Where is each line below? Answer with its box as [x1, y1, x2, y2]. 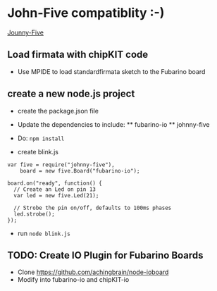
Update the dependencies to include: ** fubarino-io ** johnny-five [17, 120, 210, 128]
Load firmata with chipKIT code [7, 49, 149, 61]
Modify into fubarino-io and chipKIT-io [17, 275, 130, 284]
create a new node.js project [7, 88, 135, 100]
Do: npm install [17, 134, 65, 142]
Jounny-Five [7, 28, 44, 37]
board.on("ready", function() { [7, 180, 102, 187]
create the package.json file [17, 106, 99, 115]
